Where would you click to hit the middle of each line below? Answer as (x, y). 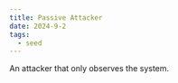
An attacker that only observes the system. (89, 69)
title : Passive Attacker (56, 18)
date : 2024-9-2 (38, 26)
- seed (30, 43)
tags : (19, 34)
